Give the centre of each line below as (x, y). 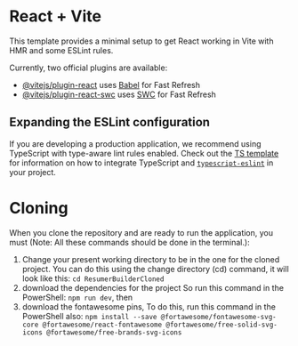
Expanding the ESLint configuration (110, 122)
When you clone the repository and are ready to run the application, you (141, 232)
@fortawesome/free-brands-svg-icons (114, 332)
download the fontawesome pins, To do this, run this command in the (149, 306)
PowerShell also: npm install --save (89, 316)
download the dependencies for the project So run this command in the (153, 287)
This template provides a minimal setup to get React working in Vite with (141, 41)
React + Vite (56, 16)
